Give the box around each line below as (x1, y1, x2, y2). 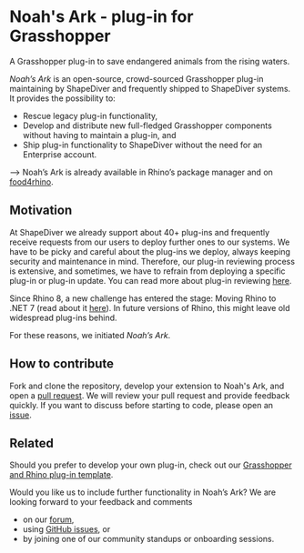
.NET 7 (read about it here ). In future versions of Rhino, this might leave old (9, 302, 290, 313)
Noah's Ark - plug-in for (9, 6, 194, 27)
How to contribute (9, 357, 115, 372)
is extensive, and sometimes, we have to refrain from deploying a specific (9, 266, 286, 276)
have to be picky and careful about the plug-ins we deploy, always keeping (9, 246, 291, 256)
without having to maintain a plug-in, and (22, 129, 177, 140)
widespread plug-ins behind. (9, 312, 117, 323)
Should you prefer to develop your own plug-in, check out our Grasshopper (9, 459, 293, 470)
